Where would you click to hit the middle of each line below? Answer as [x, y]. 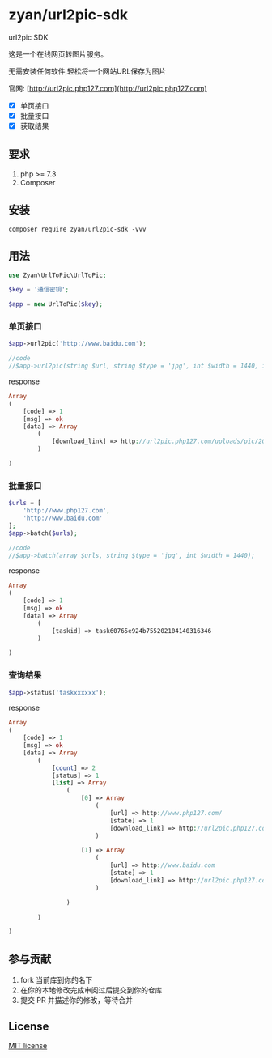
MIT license [28, 1045]
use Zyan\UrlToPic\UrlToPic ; [57, 275]
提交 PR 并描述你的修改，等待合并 [76, 1001]
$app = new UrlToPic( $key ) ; [56, 304]
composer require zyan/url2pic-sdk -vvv [78, 229]
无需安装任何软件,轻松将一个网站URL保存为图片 [87, 71]
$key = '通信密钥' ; [39, 290]
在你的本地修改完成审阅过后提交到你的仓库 [91, 990]
